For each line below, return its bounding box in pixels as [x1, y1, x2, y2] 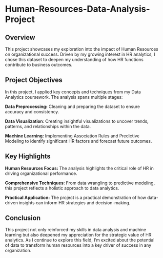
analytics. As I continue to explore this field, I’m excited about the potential [5, 237, 155, 243]
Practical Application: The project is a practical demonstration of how [5, 194, 146, 200]
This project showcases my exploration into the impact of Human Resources [5, 46, 159, 52]
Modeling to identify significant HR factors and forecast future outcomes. [5, 138, 152, 144]
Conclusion [5, 214, 41, 222]
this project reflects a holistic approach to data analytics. [5, 185, 120, 191]
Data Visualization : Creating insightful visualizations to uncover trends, [5, 118, 149, 124]
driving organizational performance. [5, 170, 77, 176]
